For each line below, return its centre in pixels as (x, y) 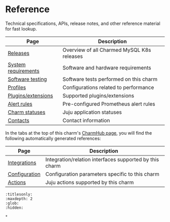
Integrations (22, 163)
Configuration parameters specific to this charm (102, 174)
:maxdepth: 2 (19, 199)
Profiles (17, 87)
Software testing (27, 79)
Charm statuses (27, 112)
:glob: (12, 203)
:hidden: (14, 208)
